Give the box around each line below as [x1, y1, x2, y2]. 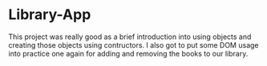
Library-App [8, 6, 91, 24]
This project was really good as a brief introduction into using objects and [8, 32, 252, 41]
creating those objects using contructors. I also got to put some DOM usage [8, 40, 259, 49]
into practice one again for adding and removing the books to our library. [8, 49, 249, 58]
